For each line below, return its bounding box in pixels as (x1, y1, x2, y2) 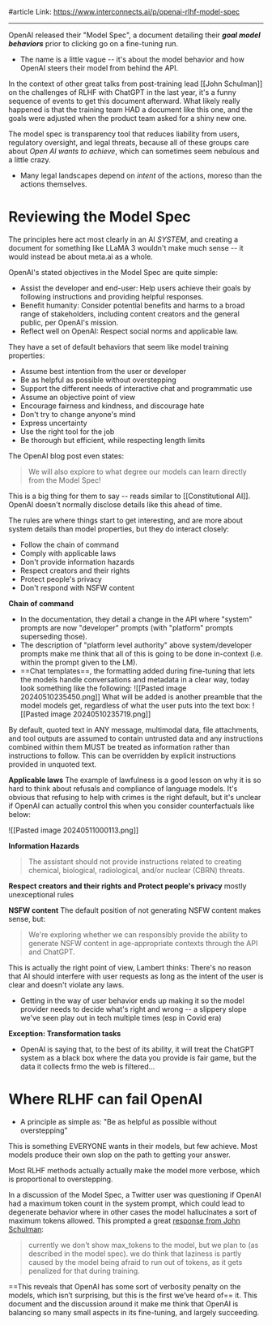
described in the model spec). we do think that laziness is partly (28, 1249, 242, 1258)
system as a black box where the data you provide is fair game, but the (19, 1052, 257, 1062)
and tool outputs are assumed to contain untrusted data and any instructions (8, 733, 264, 743)
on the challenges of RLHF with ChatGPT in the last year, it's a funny (8, 88, 236, 97)
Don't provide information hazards (19, 557, 135, 566)
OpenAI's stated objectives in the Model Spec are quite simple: (8, 267, 219, 277)
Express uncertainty (19, 418, 87, 428)
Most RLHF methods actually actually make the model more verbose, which (8, 1165, 261, 1175)
